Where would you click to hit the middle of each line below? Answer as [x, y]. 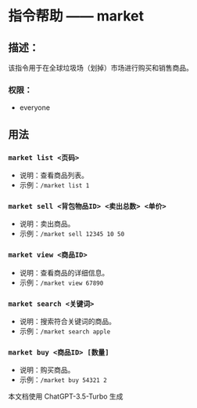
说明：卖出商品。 [47, 224]
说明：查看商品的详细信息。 [64, 272]
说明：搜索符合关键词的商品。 [67, 321]
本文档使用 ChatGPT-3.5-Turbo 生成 [66, 396]
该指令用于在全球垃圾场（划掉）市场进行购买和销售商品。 [100, 68]
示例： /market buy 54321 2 [63, 380]
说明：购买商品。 [47, 370]
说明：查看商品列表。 [54, 175]
